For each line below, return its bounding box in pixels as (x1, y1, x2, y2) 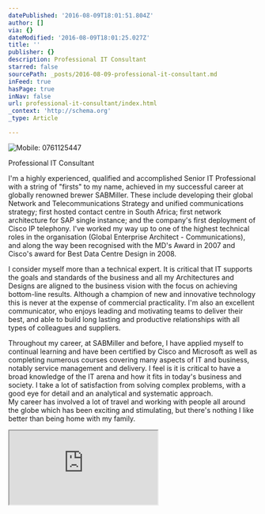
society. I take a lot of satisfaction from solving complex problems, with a (8, 380, 247, 389)
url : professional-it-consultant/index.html (8, 99, 157, 107)
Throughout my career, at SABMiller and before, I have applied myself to (8, 338, 244, 347)
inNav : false (8, 92, 51, 100)
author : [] (8, 19, 44, 27)
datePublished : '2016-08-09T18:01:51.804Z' (8, 11, 154, 20)
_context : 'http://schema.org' (8, 107, 112, 115)
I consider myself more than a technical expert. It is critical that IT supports (8, 264, 253, 273)
